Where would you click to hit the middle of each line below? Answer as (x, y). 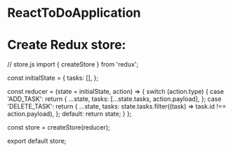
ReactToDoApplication (74, 13)
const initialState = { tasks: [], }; (53, 78)
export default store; (37, 141)
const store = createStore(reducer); (59, 127)
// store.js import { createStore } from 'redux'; (73, 64)
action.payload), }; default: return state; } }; (69, 114)
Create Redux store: (67, 45)
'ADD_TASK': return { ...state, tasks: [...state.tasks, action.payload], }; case (114, 99)
